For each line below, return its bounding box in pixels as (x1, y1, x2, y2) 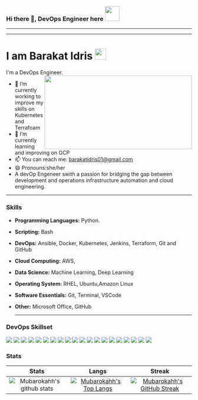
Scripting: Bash (14, 228, 54, 235)
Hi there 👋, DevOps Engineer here (6, 15, 104, 23)
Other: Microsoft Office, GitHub (14, 303, 92, 310)
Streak (150, 367, 170, 375)
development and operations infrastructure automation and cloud (14, 177, 173, 184)
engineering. (14, 183, 46, 190)
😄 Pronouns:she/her (14, 164, 65, 171)
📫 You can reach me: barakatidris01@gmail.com (14, 156, 134, 163)
